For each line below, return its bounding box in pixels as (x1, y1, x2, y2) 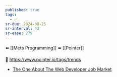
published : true (5, 7, 39, 13)
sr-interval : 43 (5, 26, 39, 31)
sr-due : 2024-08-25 (5, 21, 46, 27)
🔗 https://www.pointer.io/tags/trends (5, 56, 82, 62)
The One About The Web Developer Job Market (12, 66, 112, 72)
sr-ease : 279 (5, 31, 33, 36)
